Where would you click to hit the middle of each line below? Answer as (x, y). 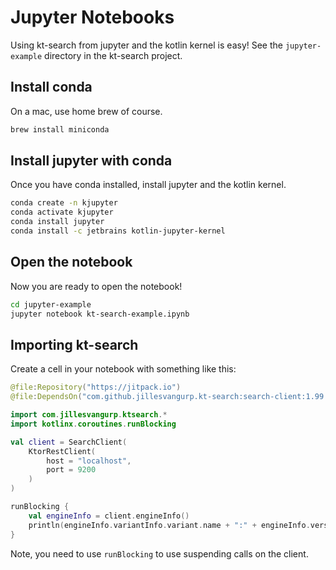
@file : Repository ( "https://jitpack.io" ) (96, 387)
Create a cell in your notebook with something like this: (123, 369)
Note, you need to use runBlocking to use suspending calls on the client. (159, 553)
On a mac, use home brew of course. (86, 111)
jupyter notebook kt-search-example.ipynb (100, 314)
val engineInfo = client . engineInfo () (109, 516)
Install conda (51, 87)
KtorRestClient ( (62, 451)
